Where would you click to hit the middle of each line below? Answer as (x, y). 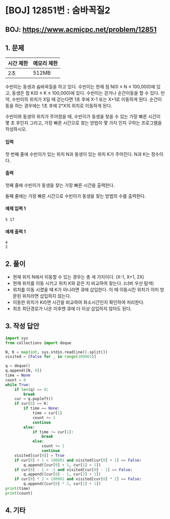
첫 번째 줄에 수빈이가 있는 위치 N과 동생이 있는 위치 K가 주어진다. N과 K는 (78, 154)
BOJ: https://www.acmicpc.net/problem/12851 (81, 29)
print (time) (18, 489)
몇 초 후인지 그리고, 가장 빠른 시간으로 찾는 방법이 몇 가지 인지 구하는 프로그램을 (84, 123)
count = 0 (16, 380)
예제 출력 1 (16, 231)
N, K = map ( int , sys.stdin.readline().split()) (57, 352)
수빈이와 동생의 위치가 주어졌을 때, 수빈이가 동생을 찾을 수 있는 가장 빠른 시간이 (83, 117)
